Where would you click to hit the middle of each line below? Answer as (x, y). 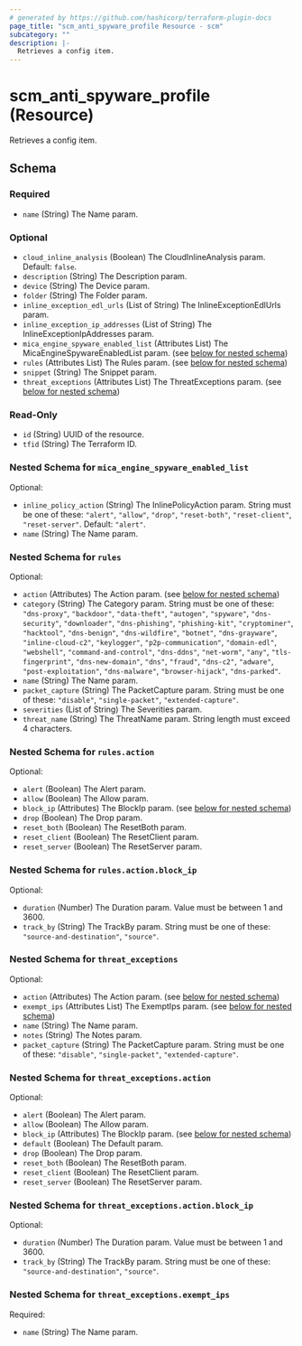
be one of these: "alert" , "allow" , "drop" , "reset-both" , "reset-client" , (157, 514)
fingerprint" (47, 662)
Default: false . (50, 266)
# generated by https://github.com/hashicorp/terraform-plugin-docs (141, 18)
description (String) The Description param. (105, 276)
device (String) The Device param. (86, 286)
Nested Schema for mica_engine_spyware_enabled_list (129, 468)
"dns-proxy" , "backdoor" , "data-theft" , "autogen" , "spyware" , (136, 613)
